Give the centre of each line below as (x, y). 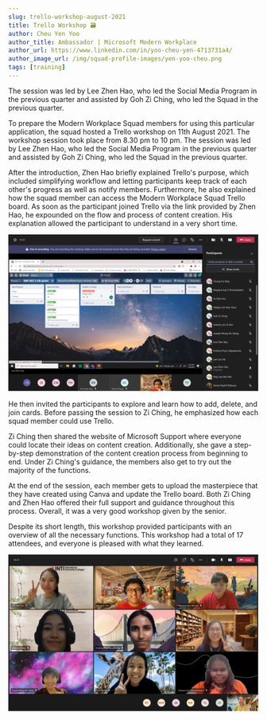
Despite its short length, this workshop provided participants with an (120, 526)
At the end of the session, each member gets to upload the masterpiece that (133, 486)
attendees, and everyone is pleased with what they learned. (106, 544)
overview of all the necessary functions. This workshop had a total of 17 (126, 535)
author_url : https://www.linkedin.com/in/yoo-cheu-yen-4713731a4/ (120, 51)
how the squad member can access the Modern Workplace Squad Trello (127, 198)
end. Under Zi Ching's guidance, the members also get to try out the (120, 462)
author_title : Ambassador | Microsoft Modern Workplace (103, 42)
